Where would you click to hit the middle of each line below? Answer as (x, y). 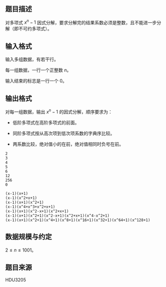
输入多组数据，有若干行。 (32, 59)
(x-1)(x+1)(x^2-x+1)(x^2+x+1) (37, 211)
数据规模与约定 (29, 237)
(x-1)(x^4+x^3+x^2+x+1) (30, 207)
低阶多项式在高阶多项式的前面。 (46, 122)
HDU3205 (16, 280)
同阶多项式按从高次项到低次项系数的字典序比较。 (64, 133)
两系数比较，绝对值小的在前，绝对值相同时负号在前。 (68, 144)
